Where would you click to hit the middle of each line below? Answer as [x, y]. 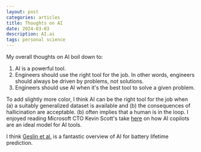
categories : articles [33, 17]
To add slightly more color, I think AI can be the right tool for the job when [97, 99]
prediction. [19, 143]
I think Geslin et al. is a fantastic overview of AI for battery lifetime [88, 136]
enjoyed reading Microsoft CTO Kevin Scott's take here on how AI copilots [98, 118]
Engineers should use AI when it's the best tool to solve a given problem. [105, 87]
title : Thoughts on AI [34, 23]
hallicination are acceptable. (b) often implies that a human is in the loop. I [97, 112]
